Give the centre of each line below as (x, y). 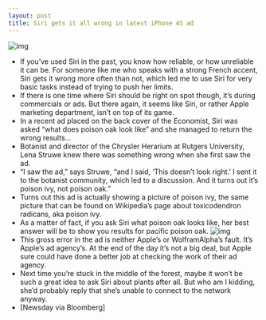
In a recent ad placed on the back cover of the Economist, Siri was (129, 120)
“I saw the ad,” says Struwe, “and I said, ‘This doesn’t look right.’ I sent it (138, 172)
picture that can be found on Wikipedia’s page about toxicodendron (130, 205)
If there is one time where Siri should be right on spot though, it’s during (138, 95)
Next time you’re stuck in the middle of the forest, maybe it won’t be (131, 273)
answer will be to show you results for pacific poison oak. (114, 231)
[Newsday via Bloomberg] (63, 307)
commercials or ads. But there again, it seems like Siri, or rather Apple (134, 104)
